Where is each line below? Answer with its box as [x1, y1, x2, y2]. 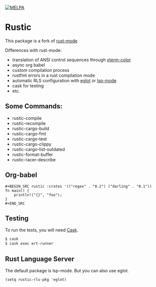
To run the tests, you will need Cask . [5, 227, 78, 233]
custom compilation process [12, 67, 69, 73]
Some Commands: [5, 102, 63, 110]
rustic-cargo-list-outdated [12, 146, 65, 152]
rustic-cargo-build [12, 125, 49, 132]
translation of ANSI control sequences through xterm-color [12, 57, 131, 63]
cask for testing [12, 83, 44, 88]
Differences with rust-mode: [5, 47, 62, 53]
